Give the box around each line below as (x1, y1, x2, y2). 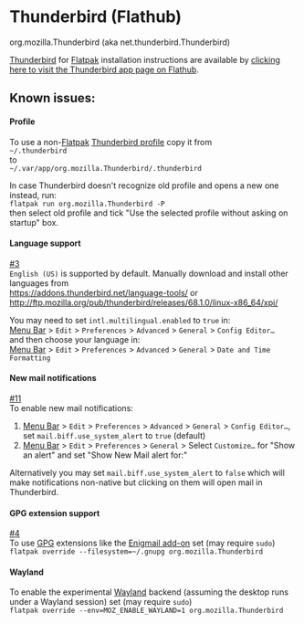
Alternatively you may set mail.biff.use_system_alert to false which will (9, 467, 286, 478)
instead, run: (9, 189, 58, 200)
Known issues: (9, 90, 96, 106)
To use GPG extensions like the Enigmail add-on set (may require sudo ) (9, 537, 276, 549)
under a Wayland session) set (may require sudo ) (9, 597, 193, 608)
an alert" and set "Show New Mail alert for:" (22, 449, 188, 460)
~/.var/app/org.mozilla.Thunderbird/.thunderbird (9, 164, 203, 173)
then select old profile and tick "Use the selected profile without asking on (9, 207, 288, 218)
